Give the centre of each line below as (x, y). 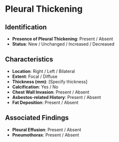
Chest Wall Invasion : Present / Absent (51, 92)
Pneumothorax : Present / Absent (46, 135)
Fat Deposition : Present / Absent (45, 102)
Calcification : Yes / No (35, 87)
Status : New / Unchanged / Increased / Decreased (63, 44)
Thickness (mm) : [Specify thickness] (50, 81)
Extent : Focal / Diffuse (35, 76)
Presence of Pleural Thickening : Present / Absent (62, 39)
